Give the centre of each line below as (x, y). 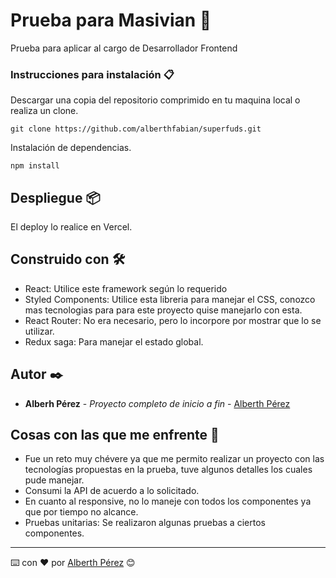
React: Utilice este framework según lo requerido (126, 288)
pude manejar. (54, 480)
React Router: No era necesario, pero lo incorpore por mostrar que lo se (173, 320)
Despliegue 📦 (55, 197)
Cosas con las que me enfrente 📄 (115, 435)
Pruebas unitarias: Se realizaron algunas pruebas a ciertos (145, 523)
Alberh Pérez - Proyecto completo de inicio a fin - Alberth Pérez (157, 403)
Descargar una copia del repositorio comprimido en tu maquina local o (155, 100)
